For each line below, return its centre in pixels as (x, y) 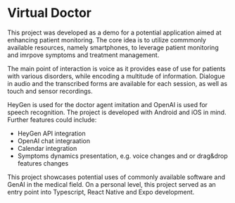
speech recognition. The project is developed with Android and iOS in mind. (117, 112)
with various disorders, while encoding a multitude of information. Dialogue (116, 76)
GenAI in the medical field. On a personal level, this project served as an (112, 184)
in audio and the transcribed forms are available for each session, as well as (117, 83)
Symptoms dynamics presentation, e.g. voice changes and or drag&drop (123, 156)
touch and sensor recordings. (50, 91)
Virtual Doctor (50, 13)
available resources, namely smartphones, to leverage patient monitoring (113, 47)
